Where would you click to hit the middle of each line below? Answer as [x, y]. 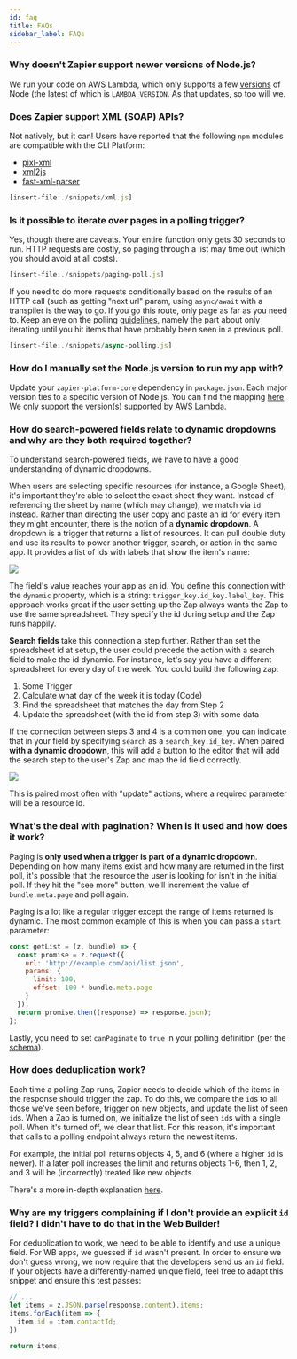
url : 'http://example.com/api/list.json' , [105, 963]
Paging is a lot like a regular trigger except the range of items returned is [141, 911]
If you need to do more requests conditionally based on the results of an [141, 292]
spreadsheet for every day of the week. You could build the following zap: [144, 669]
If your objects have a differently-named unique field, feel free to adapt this [146, 1271]
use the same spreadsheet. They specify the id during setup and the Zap [142, 614]
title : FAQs [31, 26]
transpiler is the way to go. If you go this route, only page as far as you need [148, 310]
